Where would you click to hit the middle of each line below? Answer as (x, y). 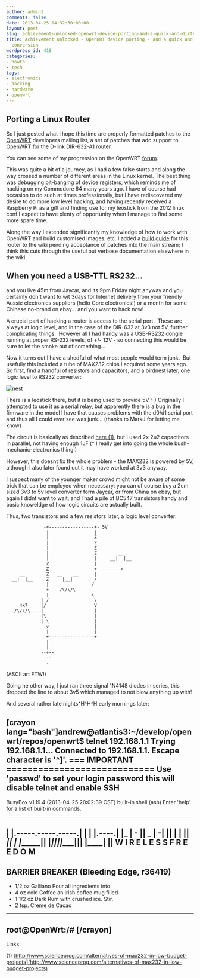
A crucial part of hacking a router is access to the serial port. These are (94, 321)
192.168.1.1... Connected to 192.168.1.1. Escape (93, 750)
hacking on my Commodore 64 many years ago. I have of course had (91, 188)
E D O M (21, 852)
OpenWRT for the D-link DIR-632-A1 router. (59, 146)
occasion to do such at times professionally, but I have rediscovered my (94, 195)
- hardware (20, 90)
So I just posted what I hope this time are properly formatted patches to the (98, 134)
